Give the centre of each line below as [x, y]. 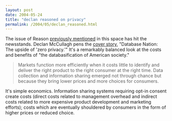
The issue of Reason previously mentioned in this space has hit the [76, 39]
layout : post [19, 10]
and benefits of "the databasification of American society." [68, 55]
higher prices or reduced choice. [40, 113]
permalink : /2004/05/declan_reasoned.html [51, 24]
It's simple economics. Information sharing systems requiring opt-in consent [86, 91]
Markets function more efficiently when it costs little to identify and [89, 65]
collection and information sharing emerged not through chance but [90, 76]
